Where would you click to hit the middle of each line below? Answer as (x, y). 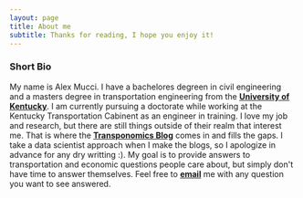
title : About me (40, 26)
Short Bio (31, 67)
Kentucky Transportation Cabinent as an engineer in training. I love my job (149, 116)
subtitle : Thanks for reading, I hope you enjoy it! (112, 35)
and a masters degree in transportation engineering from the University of (150, 96)
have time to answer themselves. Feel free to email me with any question (147, 173)
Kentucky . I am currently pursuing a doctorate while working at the (136, 106)
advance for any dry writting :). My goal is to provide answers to (130, 154)
